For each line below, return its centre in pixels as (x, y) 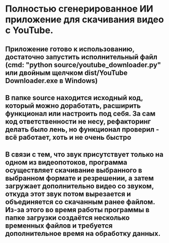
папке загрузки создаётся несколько (68, 218)
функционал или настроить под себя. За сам (80, 114)
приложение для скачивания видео (85, 19)
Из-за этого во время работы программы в (77, 210)
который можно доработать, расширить (73, 106)
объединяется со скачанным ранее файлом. (80, 202)
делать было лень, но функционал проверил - (82, 129)
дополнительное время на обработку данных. (83, 234)
